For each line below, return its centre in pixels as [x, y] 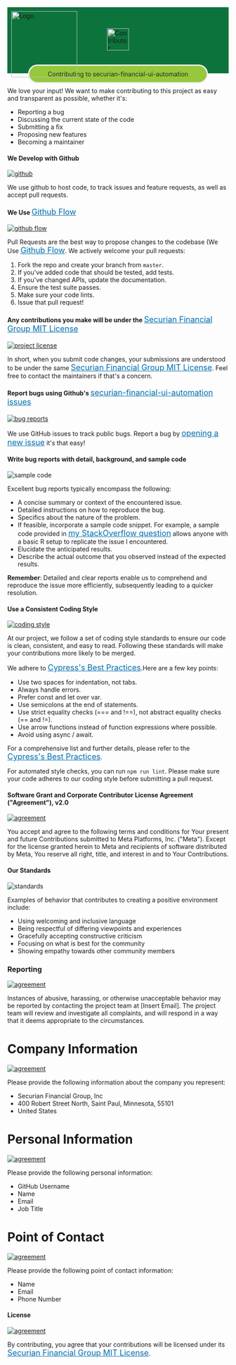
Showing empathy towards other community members [96, 950]
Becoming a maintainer [51, 142]
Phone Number [39, 1299]
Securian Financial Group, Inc [60, 1096]
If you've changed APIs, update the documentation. [92, 280]
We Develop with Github [43, 158]
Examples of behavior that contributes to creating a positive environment [113, 900]
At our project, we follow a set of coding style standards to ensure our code [117, 638]
